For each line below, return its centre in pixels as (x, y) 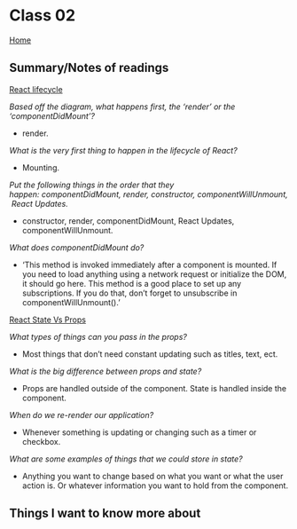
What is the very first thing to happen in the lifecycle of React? (123, 150)
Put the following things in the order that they (92, 185)
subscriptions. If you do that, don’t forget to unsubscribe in (129, 293)
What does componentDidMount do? (77, 247)
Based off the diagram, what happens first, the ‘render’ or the (122, 107)
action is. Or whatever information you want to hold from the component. (155, 486)
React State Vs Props (48, 320)
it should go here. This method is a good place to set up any (132, 283)
